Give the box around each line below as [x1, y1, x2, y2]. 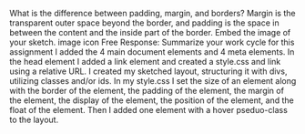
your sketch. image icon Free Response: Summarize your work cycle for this [9, 36, 295, 47]
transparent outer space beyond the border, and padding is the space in [9, 17, 280, 28]
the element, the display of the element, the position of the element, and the [9, 95, 294, 106]
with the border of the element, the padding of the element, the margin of [9, 86, 285, 96]
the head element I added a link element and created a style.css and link [9, 57, 281, 67]
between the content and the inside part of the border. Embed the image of [9, 27, 291, 37]
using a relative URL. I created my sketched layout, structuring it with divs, [9, 66, 288, 77]
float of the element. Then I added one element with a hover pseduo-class [9, 105, 289, 115]
